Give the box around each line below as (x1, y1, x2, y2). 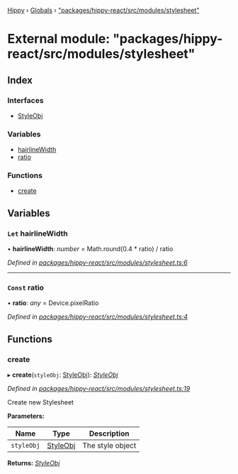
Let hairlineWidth (7, 228, 69, 238)
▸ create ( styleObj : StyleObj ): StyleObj (7, 370, 118, 379)
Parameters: (7, 412, 45, 421)
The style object (82, 441, 137, 451)
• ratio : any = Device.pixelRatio (7, 299, 99, 307)
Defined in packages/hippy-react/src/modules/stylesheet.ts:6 (7, 258, 188, 267)
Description (89, 429, 130, 439)
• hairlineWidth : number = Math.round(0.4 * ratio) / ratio (7, 245, 174, 253)
